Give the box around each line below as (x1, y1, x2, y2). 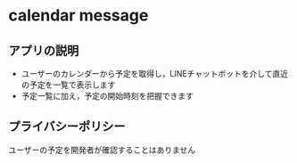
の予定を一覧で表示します (21, 79, 116, 90)
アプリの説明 (8, 43, 79, 58)
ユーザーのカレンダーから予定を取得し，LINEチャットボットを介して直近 (21, 69, 289, 78)
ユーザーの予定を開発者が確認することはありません (8, 144, 196, 155)
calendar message (8, 5, 149, 26)
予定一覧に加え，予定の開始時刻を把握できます (21, 91, 194, 101)
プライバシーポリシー (8, 119, 126, 134)
